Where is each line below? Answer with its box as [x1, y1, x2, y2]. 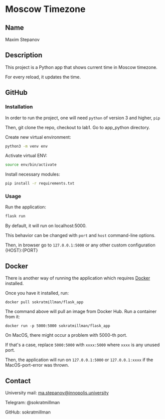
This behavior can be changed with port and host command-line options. [5, 232, 156, 238]
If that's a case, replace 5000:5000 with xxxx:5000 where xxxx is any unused [5, 342, 160, 348]
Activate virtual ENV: [5, 153, 47, 159]
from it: [5, 314, 20, 320]
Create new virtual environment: [5, 134, 71, 140]
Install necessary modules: [5, 171, 60, 178]
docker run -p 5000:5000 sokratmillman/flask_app [5, 323, 111, 329]
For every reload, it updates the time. [5, 74, 81, 80]
